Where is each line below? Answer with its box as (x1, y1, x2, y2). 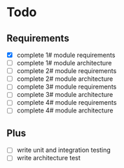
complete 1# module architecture (16, 59, 112, 67)
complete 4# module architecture (16, 106, 113, 115)
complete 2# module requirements (16, 67, 117, 75)
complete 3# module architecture (16, 91, 113, 99)
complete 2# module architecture (16, 75, 113, 83)
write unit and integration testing (16, 146, 111, 155)
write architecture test (16, 154, 81, 162)
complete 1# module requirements (16, 51, 116, 59)
